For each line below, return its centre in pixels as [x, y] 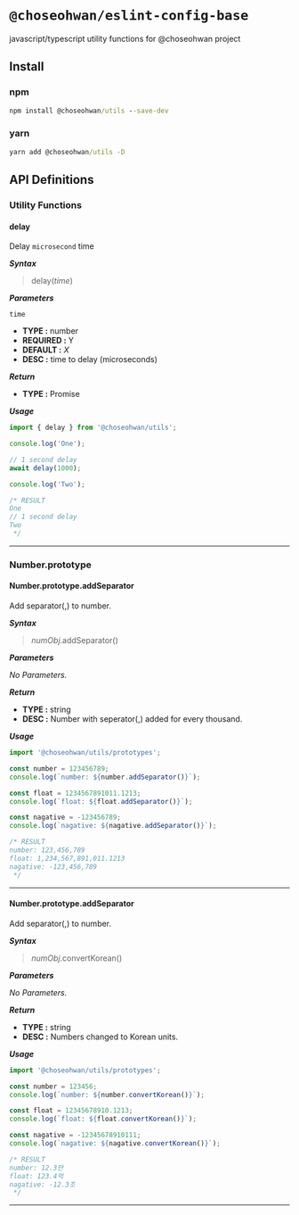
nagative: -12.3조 [42, 1185]
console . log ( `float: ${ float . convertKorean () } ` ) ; [103, 1119]
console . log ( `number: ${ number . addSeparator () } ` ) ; [105, 777]
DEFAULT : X [45, 350]
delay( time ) [52, 281]
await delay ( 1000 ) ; [45, 468]
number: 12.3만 [36, 1168]
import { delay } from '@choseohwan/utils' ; [93, 428]
